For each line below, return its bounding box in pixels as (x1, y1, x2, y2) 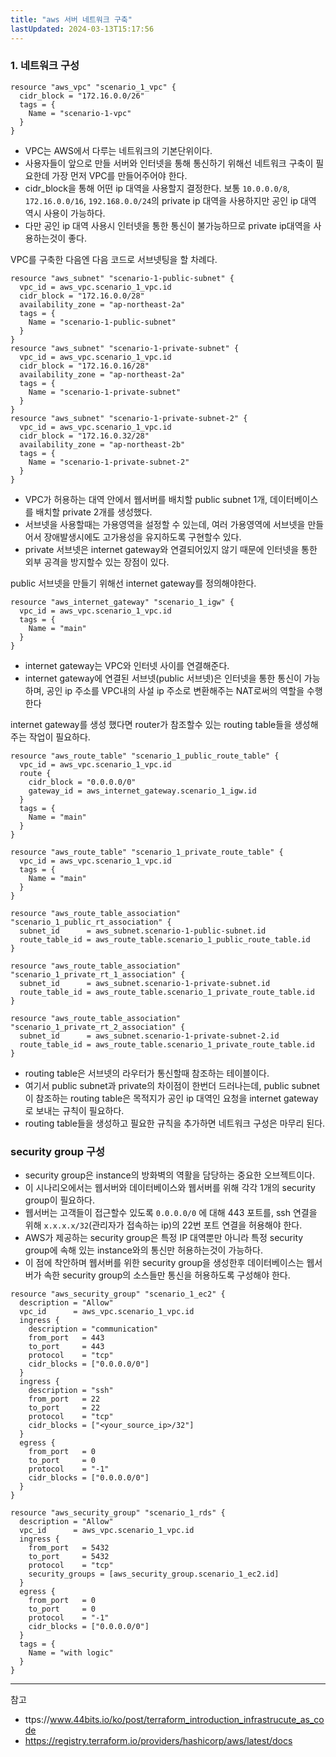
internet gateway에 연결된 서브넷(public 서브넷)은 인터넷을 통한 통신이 (24, 672, 302, 684)
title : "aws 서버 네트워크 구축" (10, 14, 133, 25)
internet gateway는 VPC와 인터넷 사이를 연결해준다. (24, 659, 230, 671)
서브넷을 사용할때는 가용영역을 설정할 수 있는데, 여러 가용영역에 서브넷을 (24, 518, 306, 530)
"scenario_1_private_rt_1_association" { (10, 969, 186, 980)
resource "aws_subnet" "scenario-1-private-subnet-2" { (10, 413, 248, 423)
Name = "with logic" (28, 1648, 114, 1658)
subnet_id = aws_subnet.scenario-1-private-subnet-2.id (19, 1031, 280, 1041)
